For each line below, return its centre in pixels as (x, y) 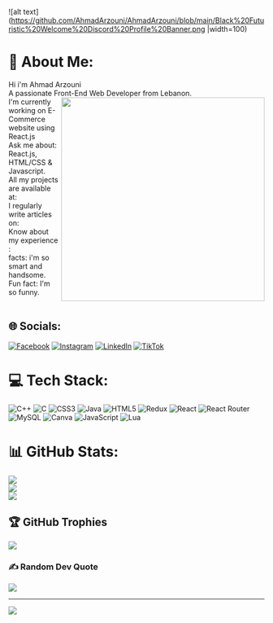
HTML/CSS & (30, 162)
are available (30, 188)
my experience (33, 240)
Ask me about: (32, 145)
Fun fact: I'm (29, 283)
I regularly (25, 205)
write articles (30, 214)
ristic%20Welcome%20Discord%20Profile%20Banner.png (107, 29)
